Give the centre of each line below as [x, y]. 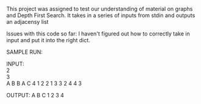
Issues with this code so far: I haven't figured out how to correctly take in [98, 34]
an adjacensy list [27, 22]
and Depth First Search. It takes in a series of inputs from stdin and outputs [101, 15]
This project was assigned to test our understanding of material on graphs [100, 9]
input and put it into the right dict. [48, 40]
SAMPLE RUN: [24, 52]
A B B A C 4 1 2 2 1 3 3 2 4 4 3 [44, 83]
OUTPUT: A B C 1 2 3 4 [35, 95]
